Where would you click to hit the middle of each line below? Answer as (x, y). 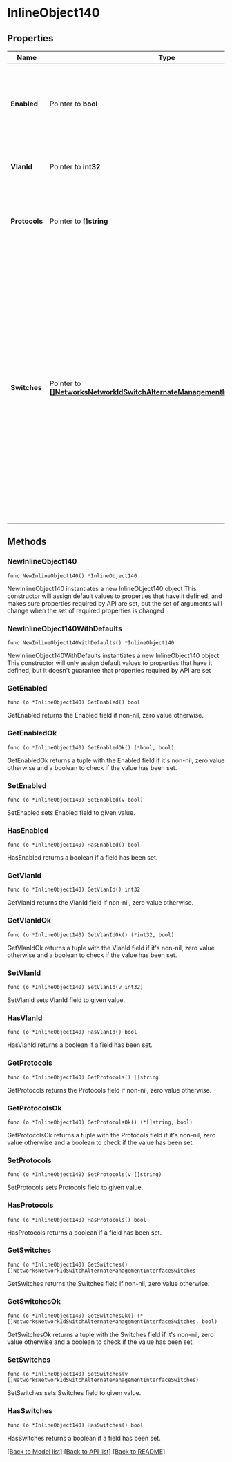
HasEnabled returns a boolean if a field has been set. (83, 858)
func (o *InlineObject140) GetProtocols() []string (83, 1077)
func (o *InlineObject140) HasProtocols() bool (77, 1220)
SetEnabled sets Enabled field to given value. (71, 812)
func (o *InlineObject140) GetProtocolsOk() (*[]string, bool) (100, 1122)
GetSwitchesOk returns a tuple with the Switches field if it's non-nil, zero (110, 1335)
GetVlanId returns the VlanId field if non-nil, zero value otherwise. (100, 903)
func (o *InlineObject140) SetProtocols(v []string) (85, 1175)
